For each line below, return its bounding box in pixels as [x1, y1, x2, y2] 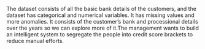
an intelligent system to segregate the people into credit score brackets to [6, 31, 193, 38]
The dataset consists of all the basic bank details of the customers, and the [6, 5, 196, 12]
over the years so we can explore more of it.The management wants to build [6, 24, 199, 31]
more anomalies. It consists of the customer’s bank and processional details [6, 18, 198, 25]
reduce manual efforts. [6, 38, 64, 44]
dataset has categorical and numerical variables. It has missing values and [6, 11, 195, 19]
